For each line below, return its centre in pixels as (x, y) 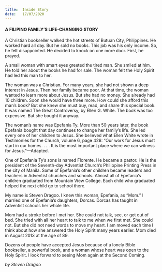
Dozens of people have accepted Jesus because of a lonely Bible (70, 244)
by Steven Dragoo (23, 264)
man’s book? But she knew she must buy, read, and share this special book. (80, 105)
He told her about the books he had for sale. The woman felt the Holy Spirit (80, 70)
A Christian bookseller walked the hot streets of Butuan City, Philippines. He (81, 40)
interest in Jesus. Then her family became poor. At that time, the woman (77, 90)
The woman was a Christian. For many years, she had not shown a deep (77, 85)
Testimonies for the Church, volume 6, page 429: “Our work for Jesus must (80, 140)
